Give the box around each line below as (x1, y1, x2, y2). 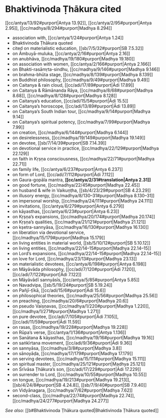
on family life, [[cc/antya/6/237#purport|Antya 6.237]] (12, 166, 123, 172)
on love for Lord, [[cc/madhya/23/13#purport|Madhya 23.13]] (12, 256, 137, 261)
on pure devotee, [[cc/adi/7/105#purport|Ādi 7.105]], (12, 313, 119, 319)
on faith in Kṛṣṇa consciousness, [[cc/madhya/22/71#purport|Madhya (12, 156, 155, 161)
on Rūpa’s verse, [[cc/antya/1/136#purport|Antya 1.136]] (12, 329, 126, 335)
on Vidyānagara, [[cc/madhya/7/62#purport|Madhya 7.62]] (12, 387, 133, 393)
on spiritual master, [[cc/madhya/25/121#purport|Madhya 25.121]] (12, 361, 146, 367)
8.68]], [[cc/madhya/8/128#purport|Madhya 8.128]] (12, 93, 117, 99)
